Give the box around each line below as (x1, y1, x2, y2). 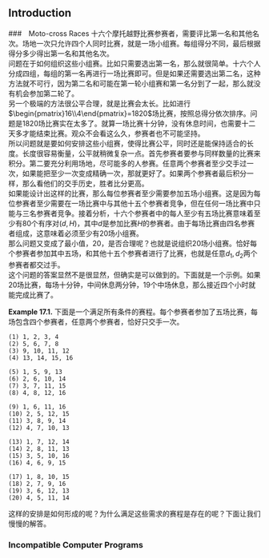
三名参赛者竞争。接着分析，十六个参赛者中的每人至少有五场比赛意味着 (22, 208, 254, 218)
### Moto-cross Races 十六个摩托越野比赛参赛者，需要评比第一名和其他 (8, 28, 253, 38)
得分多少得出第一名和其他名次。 (8, 48, 114, 58)
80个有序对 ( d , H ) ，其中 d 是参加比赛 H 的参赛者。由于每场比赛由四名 (22, 218, 242, 228)
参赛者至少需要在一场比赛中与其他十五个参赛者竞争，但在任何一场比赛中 (14, 198, 254, 208)
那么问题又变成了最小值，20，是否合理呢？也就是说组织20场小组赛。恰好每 (8, 238, 258, 248)
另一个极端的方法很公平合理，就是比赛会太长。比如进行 (8, 98, 191, 108)
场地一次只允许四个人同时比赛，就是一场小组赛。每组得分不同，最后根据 (22, 38, 261, 48)
